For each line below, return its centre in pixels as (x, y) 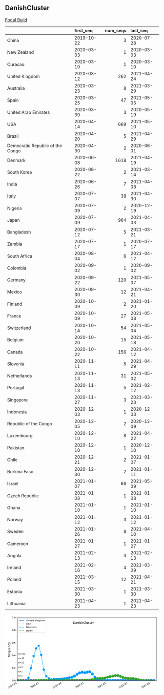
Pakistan (16, 448)
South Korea (20, 172)
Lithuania (16, 603)
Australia (16, 88)
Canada (15, 352)
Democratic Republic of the (35, 146)
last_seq (139, 31)
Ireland (14, 568)
